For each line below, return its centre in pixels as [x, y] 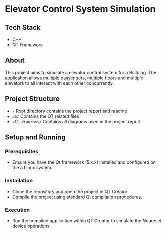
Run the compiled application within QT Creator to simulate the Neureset [87, 220]
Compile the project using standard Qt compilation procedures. [77, 197]
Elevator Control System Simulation [80, 9]
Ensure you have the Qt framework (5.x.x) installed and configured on [84, 162]
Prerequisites [22, 151]
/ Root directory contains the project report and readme [70, 111]
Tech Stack [23, 28]
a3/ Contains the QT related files [46, 116]
